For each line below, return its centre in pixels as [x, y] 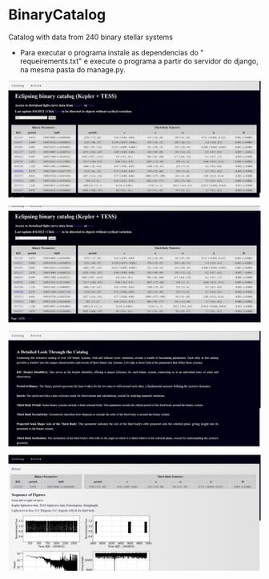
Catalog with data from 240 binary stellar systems [91, 37]
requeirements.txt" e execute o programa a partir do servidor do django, [139, 61]
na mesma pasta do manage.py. [72, 69]
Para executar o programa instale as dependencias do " [112, 52]
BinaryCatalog [57, 15]
